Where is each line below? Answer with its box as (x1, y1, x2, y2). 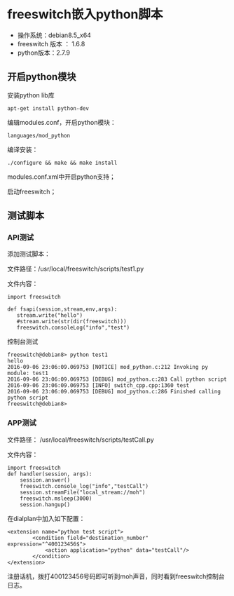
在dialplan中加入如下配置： (7, 514, 85, 522)
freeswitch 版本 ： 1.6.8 (17, 39, 85, 48)
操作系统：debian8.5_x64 (17, 31, 91, 39)
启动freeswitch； (7, 187, 57, 196)
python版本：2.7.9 (17, 48, 70, 57)
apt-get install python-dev (7, 104, 90, 112)
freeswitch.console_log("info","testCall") (20, 482, 149, 489)
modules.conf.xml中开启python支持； (7, 172, 116, 181)
